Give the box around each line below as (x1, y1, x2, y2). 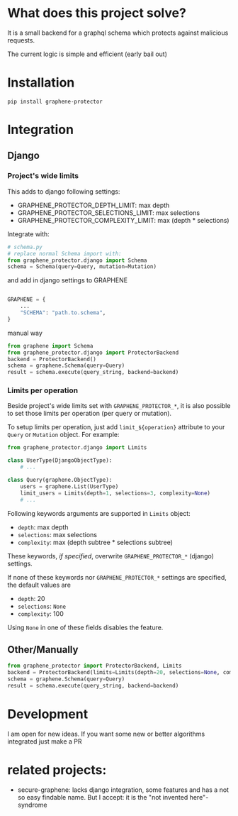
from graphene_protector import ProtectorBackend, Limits (7, 662, 182, 670)
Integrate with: (7, 229, 50, 238)
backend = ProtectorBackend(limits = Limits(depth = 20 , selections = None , (7, 669, 220, 676)
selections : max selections (17, 530, 98, 539)
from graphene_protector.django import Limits (7, 444, 147, 451)
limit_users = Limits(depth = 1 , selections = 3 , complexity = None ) (20, 490, 211, 497)
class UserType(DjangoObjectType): (7, 457, 113, 464)
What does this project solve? (7, 5, 186, 21)
